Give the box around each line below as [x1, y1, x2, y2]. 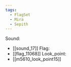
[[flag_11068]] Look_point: [12, 51, 67, 57]
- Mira [10, 17, 24, 22]
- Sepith [10, 21, 28, 27]
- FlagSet [10, 12, 30, 17]
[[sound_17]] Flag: [12, 45, 50, 51]
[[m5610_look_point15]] [12, 56, 62, 62]
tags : [5, 7, 17, 13]
